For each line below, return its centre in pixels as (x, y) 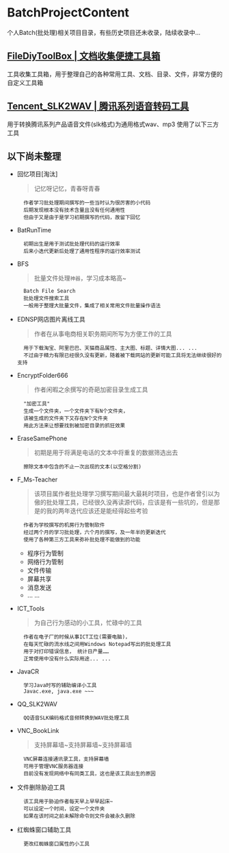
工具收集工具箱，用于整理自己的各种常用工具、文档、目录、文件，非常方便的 (115, 74)
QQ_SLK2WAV (37, 704)
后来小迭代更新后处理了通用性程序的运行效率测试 (82, 252)
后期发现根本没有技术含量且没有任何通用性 (74, 211)
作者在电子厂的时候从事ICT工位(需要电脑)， (77, 637)
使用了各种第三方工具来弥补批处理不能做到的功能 (82, 540)
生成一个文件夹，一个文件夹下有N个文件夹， (76, 411)
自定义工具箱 (25, 82)
